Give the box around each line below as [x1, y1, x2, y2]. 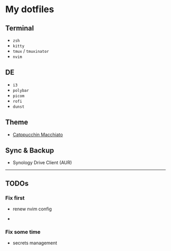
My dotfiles [5, 4, 54, 15]
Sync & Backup [5, 146, 54, 155]
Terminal [5, 24, 34, 33]
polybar [12, 88, 29, 93]
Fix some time [5, 229, 41, 236]
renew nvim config [12, 206, 52, 212]
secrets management [12, 240, 58, 246]
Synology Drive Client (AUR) [12, 160, 72, 166]
